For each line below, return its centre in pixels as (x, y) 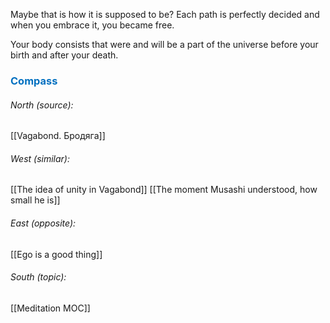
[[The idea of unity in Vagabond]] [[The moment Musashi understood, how (164, 190)
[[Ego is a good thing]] (56, 254)
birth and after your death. (64, 55)
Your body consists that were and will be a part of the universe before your (164, 44)
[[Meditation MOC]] (50, 308)
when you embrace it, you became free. (92, 25)
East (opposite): (43, 223)
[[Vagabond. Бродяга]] (58, 136)
